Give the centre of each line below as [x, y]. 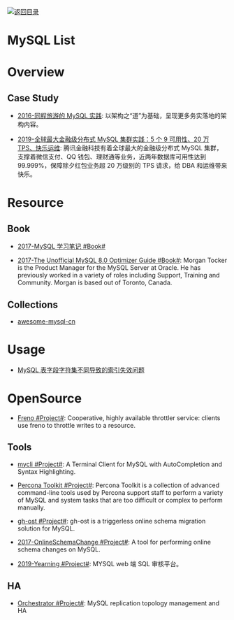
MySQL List [41, 40]
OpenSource [45, 399]
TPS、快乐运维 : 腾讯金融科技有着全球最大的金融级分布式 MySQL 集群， [120, 148]
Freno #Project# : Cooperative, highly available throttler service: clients [119, 418]
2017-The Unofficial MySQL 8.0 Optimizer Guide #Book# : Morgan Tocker [122, 260]
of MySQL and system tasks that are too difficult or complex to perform [120, 500]
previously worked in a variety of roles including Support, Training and [118, 275]
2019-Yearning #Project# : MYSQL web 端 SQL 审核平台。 [100, 563]
